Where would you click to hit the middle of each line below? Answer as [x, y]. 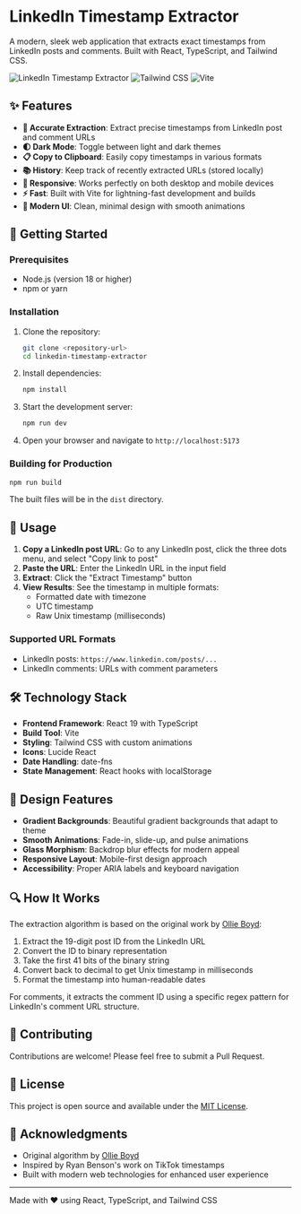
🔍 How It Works [55, 898]
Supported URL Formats [63, 639]
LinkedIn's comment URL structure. [74, 1006]
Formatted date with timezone [91, 597]
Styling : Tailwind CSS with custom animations [107, 742]
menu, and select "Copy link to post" [90, 559]
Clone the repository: [61, 331]
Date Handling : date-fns [68, 762]
